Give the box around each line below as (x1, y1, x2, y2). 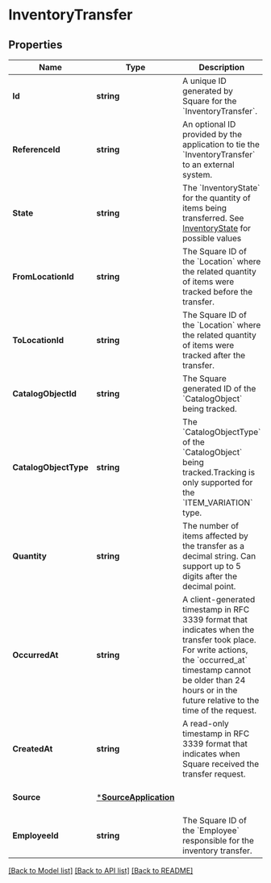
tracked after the (182, 349, 246, 361)
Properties (8, 38, 63, 52)
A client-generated (182, 594, 256, 605)
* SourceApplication (96, 792, 175, 802)
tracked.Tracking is (182, 467, 256, 478)
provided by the (182, 129, 243, 140)
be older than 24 (182, 675, 246, 685)
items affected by (182, 530, 248, 542)
